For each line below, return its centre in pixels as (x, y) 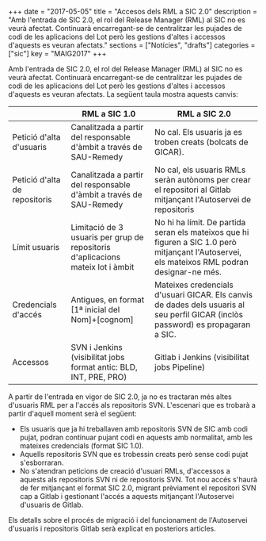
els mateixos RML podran (201, 262)
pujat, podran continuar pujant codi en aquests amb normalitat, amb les (136, 437)
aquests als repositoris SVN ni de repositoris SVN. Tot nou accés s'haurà (139, 480)
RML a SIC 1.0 (109, 114)
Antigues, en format (108, 299)
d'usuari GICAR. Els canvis (203, 295)
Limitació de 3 (97, 227)
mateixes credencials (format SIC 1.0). (82, 446)
